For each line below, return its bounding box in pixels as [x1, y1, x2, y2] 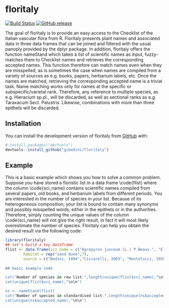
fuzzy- [144, 51, 158, 57]
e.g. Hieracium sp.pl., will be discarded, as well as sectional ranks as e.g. [5, 94, 156, 100]
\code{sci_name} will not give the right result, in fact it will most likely [5, 217, 149, 223]
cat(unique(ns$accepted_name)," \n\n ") [5, 298, 87, 303]
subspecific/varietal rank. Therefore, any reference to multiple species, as [5, 89, 158, 95]
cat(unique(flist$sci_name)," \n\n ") [5, 279, 82, 285]
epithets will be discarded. [5, 105, 60, 111]
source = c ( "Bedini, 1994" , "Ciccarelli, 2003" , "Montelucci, [23, 256, 154, 261]
